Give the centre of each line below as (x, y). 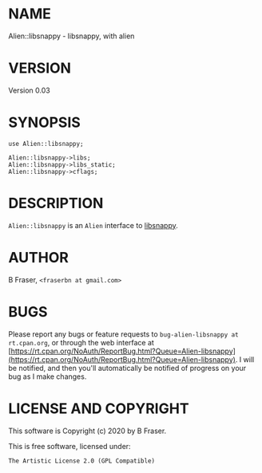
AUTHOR (39, 257)
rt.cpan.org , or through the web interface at (81, 342)
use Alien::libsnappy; (46, 144)
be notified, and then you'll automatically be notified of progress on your (127, 368)
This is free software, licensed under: (69, 446)
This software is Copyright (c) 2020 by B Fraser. (87, 431)
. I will (245, 359)
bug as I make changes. (48, 376)
